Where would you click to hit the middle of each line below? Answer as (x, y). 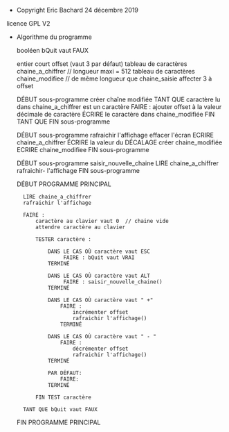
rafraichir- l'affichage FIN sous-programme (78, 171)
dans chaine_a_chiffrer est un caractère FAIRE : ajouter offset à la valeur (119, 107)
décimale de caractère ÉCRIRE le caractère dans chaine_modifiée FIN (116, 114)
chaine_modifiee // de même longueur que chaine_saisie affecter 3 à (114, 78)
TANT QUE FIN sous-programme (63, 122)
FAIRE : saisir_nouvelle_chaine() (113, 282)
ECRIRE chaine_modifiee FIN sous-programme (83, 150)
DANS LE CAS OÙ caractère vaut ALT (99, 276)
